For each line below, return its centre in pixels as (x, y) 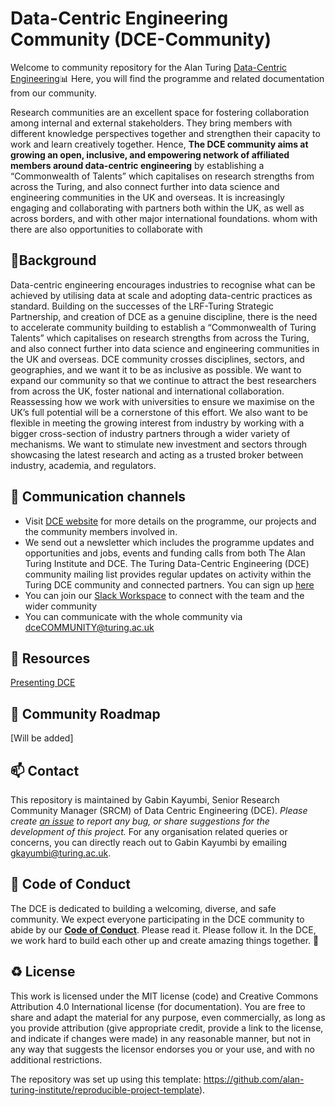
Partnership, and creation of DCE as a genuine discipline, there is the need (164, 316)
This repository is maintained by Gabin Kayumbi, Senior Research (145, 800)
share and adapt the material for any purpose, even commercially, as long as (168, 1017)
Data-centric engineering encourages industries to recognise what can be (163, 284)
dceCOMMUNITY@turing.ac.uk (89, 627)
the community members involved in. (101, 531)
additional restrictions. (56, 1059)
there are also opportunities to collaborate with (106, 229)
